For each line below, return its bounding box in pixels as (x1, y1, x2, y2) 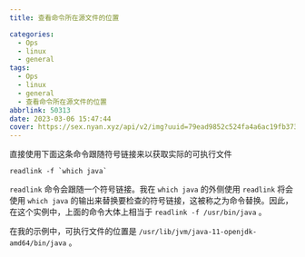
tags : (9, 64, 30, 73)
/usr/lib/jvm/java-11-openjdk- (138, 228, 257, 237)
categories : (9, 29, 54, 39)
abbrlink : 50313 (9, 105, 71, 114)
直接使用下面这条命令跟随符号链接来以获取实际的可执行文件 (9, 149, 232, 160)
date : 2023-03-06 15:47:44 (9, 114, 112, 124)
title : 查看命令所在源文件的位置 (9, 13, 120, 23)
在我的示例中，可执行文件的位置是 (9, 226, 137, 237)
